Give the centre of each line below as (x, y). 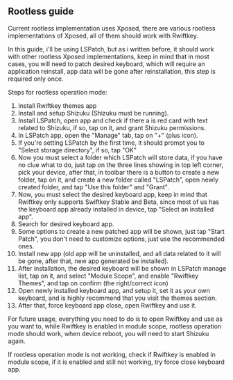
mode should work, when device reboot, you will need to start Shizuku (109, 333)
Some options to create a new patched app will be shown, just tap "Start (121, 231)
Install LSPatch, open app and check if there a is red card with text (113, 120)
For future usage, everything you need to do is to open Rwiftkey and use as (115, 319)
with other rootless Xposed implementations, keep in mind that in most (109, 56)
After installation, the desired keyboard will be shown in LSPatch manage (122, 268)
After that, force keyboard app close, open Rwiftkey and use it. (107, 305)
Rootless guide (41, 11)
